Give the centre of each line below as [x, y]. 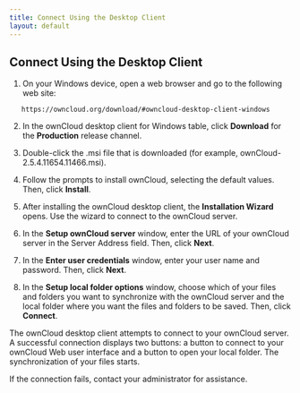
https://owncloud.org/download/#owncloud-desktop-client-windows [146, 110]
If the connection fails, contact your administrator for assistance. [129, 379]
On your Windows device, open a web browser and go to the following [152, 84]
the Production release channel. [82, 136]
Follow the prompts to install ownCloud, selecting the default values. [148, 180]
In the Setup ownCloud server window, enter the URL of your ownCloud [155, 234]
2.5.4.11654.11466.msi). [64, 163]
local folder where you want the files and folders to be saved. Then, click [156, 306]
